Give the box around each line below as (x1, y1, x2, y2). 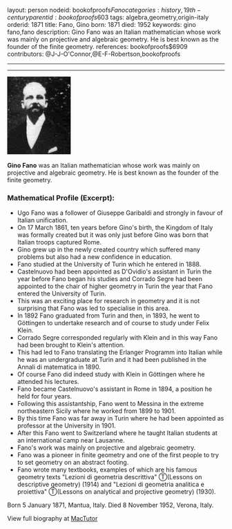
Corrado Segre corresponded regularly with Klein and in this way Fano (17, 334, 218, 342)
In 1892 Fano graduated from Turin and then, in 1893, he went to (17, 311, 200, 320)
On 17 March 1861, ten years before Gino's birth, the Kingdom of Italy (17, 224, 213, 232)
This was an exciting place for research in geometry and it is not (17, 297, 200, 305)
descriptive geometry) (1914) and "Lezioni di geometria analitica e (17, 480, 205, 489)
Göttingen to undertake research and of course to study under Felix (17, 319, 209, 327)
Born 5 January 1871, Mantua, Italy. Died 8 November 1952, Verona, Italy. (7, 501, 214, 510)
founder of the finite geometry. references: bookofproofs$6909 (7, 43, 188, 50)
